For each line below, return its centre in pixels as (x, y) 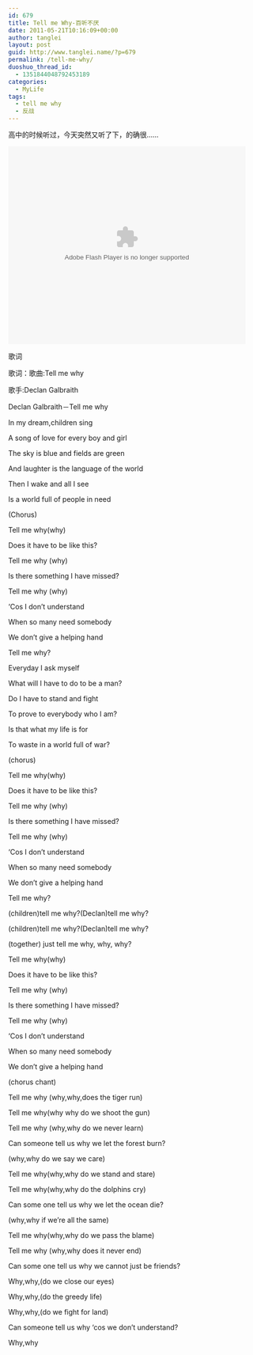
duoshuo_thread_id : (40, 67)
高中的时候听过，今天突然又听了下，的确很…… (84, 135)
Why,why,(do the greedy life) (55, 1296)
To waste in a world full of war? (59, 744)
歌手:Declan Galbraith (43, 390)
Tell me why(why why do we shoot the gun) (79, 1112)
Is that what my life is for (48, 729)
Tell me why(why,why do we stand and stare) (82, 1174)
